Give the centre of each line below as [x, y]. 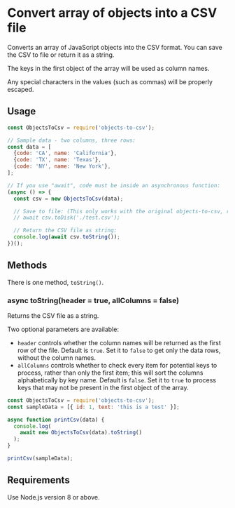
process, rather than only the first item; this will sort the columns [110, 373]
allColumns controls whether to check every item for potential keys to [117, 365]
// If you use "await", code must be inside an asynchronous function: [114, 185]
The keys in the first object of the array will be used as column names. [108, 68]
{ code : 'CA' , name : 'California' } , [65, 153]
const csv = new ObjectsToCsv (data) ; [69, 199]
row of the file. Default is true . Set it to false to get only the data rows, [119, 350]
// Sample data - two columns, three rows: [72, 140]
